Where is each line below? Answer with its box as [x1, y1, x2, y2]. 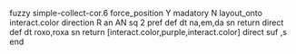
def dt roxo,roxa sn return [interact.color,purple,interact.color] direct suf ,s [9, 27, 288, 37]
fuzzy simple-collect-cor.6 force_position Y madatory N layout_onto [9, 8, 263, 18]
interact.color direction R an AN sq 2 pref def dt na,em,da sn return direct [9, 17, 284, 28]
